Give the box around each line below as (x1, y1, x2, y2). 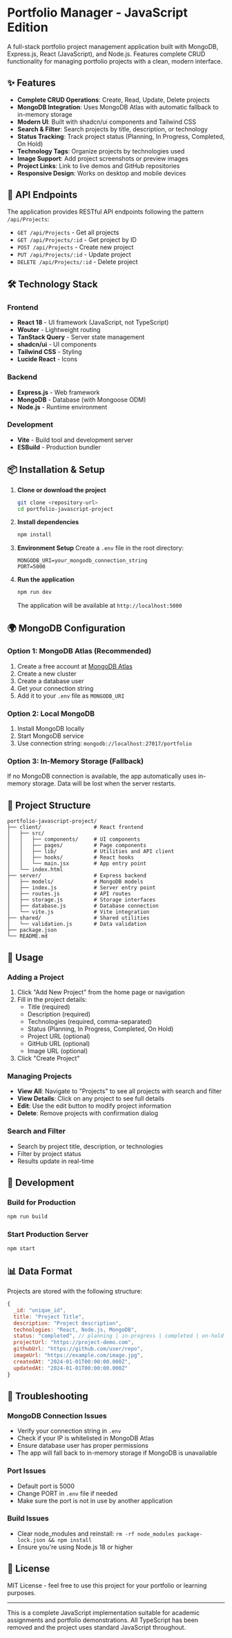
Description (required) (27, 1009, 91, 1018)
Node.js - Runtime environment (17, 402, 108, 411)
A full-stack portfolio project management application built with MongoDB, (7, 42, 219, 50)
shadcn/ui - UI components (17, 340, 97, 348)
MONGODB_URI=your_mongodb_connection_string (17, 557, 148, 564)
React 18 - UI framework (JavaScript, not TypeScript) (17, 318, 169, 326)
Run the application (17, 575, 75, 584)
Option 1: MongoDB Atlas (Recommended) (7, 646, 152, 656)
